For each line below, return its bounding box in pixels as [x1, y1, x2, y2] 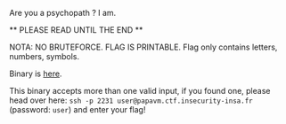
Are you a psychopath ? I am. [9, 8, 117, 18]
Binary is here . [9, 68, 62, 79]
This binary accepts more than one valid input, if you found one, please [9, 86, 271, 96]
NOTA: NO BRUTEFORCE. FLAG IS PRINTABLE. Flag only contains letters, [9, 42, 278, 52]
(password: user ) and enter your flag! [9, 105, 146, 114]
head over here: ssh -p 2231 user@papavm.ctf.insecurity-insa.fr [9, 95, 253, 105]
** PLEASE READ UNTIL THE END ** [9, 25, 143, 35]
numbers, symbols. [9, 51, 80, 61]
